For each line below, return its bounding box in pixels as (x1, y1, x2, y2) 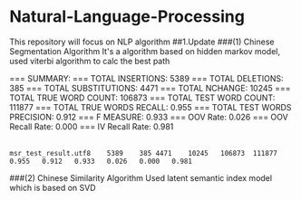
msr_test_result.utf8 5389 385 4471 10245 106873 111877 (9, 148, 278, 157)
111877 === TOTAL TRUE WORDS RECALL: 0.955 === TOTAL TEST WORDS (9, 101, 292, 112)
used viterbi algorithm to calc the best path (9, 55, 170, 66)
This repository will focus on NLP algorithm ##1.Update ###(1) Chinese (9, 36, 275, 47)
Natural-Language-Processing (9, 6, 245, 27)
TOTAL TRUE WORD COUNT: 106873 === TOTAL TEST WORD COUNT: (9, 92, 276, 103)
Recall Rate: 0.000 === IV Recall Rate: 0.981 (9, 120, 174, 132)
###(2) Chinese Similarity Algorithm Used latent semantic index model (9, 172, 273, 183)
